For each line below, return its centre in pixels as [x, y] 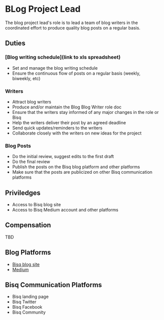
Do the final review [31, 162]
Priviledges [23, 193]
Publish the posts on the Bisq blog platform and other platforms [76, 167]
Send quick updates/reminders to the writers [57, 128]
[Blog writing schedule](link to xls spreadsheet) [63, 57]
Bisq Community [29, 312]
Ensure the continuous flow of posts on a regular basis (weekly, [76, 73]
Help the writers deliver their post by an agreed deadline [69, 122]
